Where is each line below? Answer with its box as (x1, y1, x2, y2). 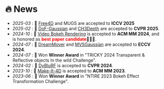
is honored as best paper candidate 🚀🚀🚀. (12, 36, 97, 42)
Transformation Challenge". (12, 78, 69, 84)
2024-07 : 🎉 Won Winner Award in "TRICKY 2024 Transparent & (12, 52, 145, 58)
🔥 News (5, 3, 38, 15)
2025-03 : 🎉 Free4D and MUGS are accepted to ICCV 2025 (12, 20, 135, 26)
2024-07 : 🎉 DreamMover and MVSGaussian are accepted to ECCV (12, 41, 151, 47)
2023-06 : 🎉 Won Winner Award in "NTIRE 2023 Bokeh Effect (12, 73, 139, 79)
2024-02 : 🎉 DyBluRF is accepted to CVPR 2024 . (12, 62, 113, 68)
